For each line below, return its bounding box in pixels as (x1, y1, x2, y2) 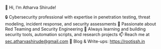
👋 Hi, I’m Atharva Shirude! (5, 5, 57, 10)
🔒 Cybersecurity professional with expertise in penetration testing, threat (5, 14, 150, 20)
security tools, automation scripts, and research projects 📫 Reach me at (5, 32, 150, 37)
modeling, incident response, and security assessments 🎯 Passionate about (5, 21, 156, 26)
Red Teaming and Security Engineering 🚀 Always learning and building (5, 26, 146, 32)
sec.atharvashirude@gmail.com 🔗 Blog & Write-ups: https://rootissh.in (5, 38, 145, 44)
